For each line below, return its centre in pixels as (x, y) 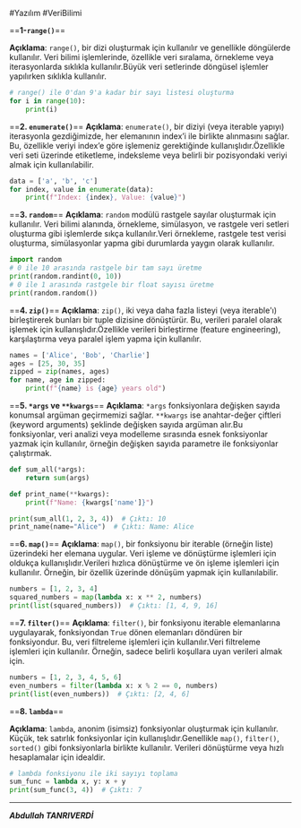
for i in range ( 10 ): (48, 101)
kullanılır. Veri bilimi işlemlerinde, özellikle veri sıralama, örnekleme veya (142, 57)
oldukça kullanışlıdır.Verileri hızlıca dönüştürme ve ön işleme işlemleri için (144, 563)
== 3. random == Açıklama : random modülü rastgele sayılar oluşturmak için (142, 215)
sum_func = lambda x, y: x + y (68, 782)
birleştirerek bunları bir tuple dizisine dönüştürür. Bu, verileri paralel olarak (146, 319)
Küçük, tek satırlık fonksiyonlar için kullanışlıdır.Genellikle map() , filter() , (144, 737)
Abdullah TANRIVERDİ (52, 815)
